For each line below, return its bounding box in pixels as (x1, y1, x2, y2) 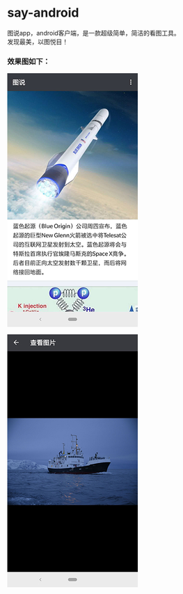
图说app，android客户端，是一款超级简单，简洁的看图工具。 (7, 29, 181, 37)
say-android (7, 5, 79, 21)
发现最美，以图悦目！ (7, 37, 68, 46)
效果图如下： (7, 56, 51, 66)
